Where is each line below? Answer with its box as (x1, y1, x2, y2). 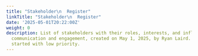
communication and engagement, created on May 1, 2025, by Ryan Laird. (11, 36, 192, 41)
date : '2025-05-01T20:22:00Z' (6, 19, 81, 25)
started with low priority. (11, 41, 81, 47)
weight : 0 (6, 24, 31, 31)
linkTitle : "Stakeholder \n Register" (6, 14, 101, 20)
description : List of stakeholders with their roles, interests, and (6, 30, 181, 36)
